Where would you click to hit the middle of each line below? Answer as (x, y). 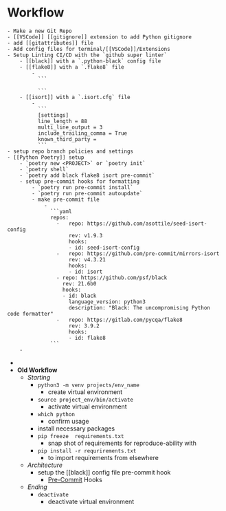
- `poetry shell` (44, 169)
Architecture (45, 465)
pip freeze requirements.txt (81, 436)
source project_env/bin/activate (86, 400)
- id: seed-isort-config (104, 248)
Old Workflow (37, 370)
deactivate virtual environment (91, 501)
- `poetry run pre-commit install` (83, 187)
